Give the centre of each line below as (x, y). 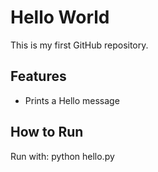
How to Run (47, 132)
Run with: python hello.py (62, 156)
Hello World (60, 17)
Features (38, 76)
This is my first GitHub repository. (79, 45)
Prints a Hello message (72, 100)
